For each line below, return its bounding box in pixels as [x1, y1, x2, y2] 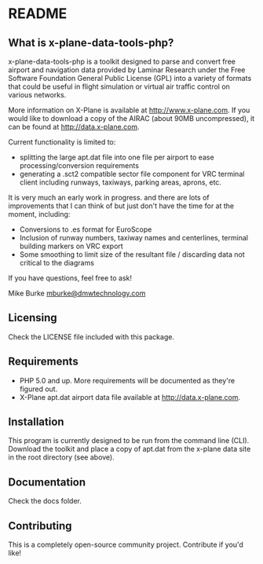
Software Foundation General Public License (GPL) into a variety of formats [8, 74, 252, 82]
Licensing [8, 311, 57, 324]
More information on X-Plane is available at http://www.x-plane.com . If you [8, 105, 250, 115]
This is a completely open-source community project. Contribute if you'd [8, 540, 243, 550]
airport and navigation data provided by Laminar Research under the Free [8, 65, 246, 75]
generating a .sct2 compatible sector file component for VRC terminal [19, 170, 245, 178]
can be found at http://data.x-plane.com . [8, 123, 140, 131]
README [8, 5, 68, 23]
